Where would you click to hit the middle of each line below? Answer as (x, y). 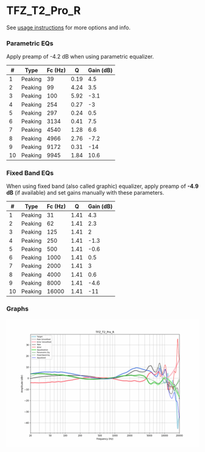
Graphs (17, 309)
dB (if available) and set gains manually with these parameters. (85, 193)
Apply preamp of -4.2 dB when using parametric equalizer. (80, 57)
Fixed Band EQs (30, 173)
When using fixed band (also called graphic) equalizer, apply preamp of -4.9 (103, 186)
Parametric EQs (30, 43)
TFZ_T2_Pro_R (44, 11)
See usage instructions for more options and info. (69, 27)
